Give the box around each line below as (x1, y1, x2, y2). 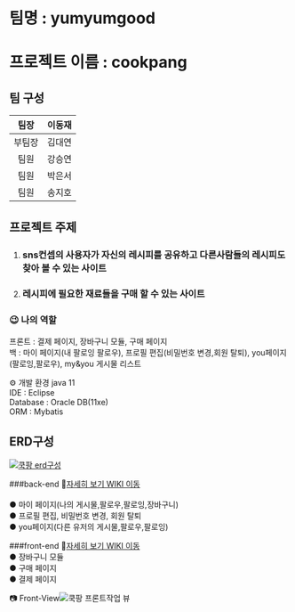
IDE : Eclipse (9, 387, 55, 397)
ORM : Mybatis (9, 406, 64, 417)
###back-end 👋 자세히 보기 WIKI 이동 (9, 478, 140, 489)
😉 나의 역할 (9, 314, 58, 326)
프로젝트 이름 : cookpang (9, 53, 188, 72)
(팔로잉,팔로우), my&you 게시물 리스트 (9, 358, 142, 369)
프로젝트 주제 (9, 219, 77, 234)
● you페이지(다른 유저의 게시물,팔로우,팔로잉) (9, 521, 169, 532)
